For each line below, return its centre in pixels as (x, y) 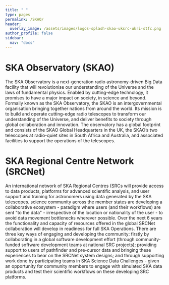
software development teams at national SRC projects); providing (89, 245)
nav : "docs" (22, 43)
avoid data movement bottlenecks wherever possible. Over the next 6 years (84, 218)
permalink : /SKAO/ (24, 19)
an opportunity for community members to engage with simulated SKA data (84, 266)
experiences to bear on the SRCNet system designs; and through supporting (85, 255)
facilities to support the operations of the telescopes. (60, 140)
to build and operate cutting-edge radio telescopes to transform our (76, 113)
